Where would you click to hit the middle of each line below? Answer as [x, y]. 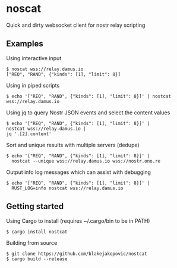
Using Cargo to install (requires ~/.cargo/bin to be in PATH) [78, 221]
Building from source [32, 242]
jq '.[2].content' [29, 134]
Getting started [35, 206]
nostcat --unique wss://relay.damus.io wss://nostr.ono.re [86, 161]
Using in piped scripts [33, 85]
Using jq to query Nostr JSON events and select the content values [88, 113]
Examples [25, 44]
